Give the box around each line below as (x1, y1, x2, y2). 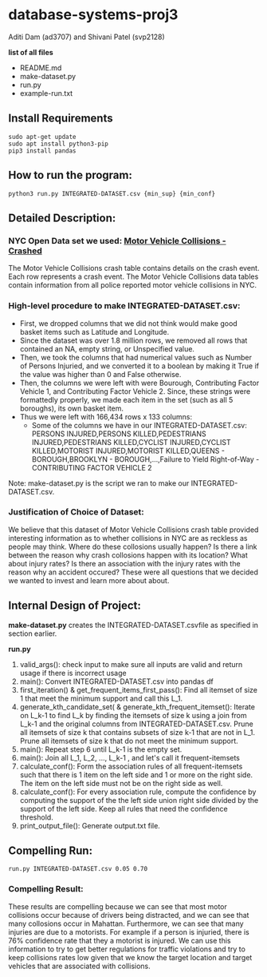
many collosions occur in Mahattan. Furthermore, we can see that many (8, 919, 245, 928)
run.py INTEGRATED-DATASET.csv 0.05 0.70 (8, 865, 148, 873)
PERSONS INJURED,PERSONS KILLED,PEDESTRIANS (31, 429, 207, 439)
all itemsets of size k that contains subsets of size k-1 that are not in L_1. (19, 727, 256, 737)
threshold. (19, 812, 53, 822)
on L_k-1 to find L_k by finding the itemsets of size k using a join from (19, 710, 247, 720)
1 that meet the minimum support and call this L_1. (19, 693, 183, 703)
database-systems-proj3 (8, 6, 179, 24)
